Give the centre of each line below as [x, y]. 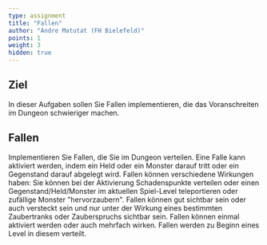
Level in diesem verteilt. [47, 233]
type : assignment [37, 16]
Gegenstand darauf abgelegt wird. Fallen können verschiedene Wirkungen [131, 174]
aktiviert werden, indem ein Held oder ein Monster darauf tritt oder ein [124, 165]
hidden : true [30, 53]
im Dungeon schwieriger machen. [64, 113]
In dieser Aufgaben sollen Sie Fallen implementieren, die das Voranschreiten [134, 104]
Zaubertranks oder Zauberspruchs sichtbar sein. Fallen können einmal [124, 216]
